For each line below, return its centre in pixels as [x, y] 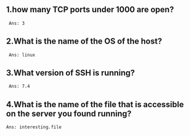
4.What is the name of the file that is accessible [95, 105]
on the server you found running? [69, 113]
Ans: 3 [17, 23]
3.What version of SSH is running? [71, 73]
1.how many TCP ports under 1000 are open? [90, 10]
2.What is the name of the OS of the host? [84, 42]
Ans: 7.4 [19, 87]
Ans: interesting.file [34, 127]
